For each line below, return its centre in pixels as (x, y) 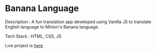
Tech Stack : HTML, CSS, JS (33, 36)
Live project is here (24, 45)
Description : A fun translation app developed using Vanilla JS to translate (78, 22)
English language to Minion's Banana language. (52, 26)
